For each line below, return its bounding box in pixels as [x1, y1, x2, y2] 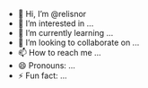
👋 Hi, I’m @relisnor [17, 9, 87, 19]
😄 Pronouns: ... [17, 60, 76, 71]
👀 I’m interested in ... [17, 18, 94, 29]
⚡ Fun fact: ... [17, 70, 67, 81]
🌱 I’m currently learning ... [17, 28, 114, 38]
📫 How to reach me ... [17, 48, 101, 57]
